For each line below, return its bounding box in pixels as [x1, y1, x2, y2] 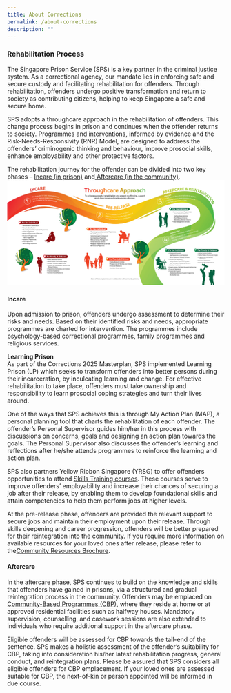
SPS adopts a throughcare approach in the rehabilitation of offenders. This [7, 114, 219, 123]
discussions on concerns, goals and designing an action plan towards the [7, 432, 216, 441]
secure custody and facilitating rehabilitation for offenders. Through [7, 79, 200, 88]
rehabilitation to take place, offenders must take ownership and [7, 382, 187, 390]
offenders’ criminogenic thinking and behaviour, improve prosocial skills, [7, 144, 213, 152]
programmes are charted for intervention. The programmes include [7, 325, 198, 333]
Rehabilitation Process [7, 49, 85, 59]
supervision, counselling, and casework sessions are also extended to [7, 614, 207, 623]
